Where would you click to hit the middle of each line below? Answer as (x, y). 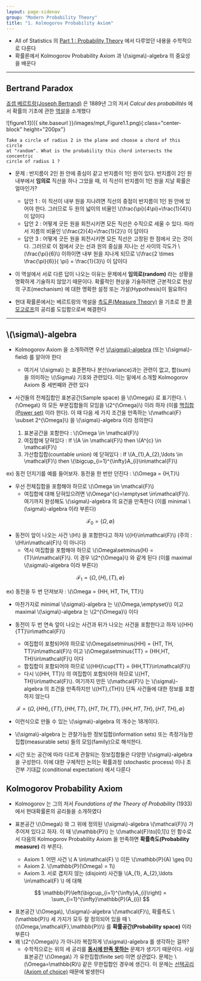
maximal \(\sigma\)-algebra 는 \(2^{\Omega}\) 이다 (77, 611)
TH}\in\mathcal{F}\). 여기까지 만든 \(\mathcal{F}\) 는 (87, 681)
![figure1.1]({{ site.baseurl (37, 123)
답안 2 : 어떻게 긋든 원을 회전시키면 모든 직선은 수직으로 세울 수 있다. (103, 224)
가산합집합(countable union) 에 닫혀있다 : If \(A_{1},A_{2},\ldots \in (103, 454)
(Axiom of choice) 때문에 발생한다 (64, 972)
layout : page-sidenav (33, 12)
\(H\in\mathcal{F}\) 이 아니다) (50, 542)
